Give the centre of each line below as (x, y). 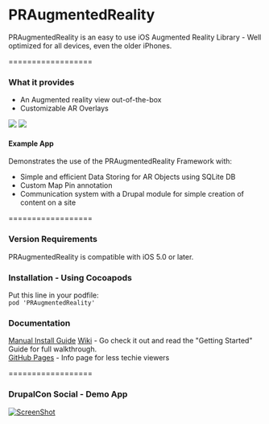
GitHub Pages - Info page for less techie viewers (89, 358)
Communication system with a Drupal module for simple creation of (132, 194)
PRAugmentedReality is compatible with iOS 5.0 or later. (101, 256)
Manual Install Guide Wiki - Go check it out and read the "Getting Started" (130, 341)
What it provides (41, 82)
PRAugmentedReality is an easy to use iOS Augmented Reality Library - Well (135, 37)
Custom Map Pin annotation (66, 185)
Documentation (39, 322)
